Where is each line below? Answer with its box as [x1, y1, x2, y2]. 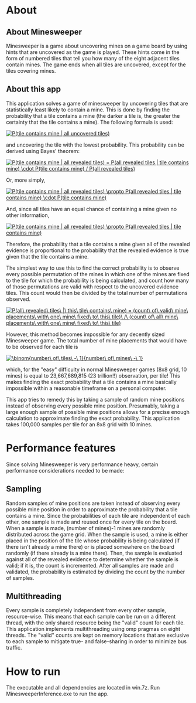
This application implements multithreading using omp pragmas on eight [6, 626, 180, 633]
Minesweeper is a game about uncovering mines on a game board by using [6, 42, 188, 49]
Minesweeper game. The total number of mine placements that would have [6, 337, 187, 344]
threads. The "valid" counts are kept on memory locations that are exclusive [6, 631, 190, 639]
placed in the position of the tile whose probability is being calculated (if [6, 537, 180, 544]
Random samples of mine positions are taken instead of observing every [6, 500, 181, 507]
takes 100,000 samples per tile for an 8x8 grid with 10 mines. [6, 420, 153, 428]
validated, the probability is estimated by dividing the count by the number [6, 568, 185, 575]
